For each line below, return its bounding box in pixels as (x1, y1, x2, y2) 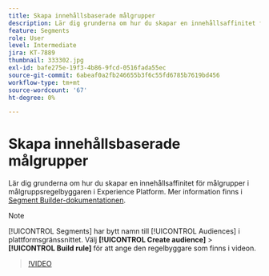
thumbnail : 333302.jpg (8, 57, 84, 65)
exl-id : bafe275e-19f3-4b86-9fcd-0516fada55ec (8, 64, 167, 72)
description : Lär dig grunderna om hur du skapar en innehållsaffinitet (8, 19, 256, 27)
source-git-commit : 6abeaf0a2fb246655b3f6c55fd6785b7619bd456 (8, 71, 220, 79)
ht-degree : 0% (8, 94, 56, 102)
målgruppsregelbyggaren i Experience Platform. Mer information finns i (8, 187, 243, 197)
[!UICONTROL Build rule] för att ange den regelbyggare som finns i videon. (8, 243, 256, 253)
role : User (8, 34, 45, 42)
